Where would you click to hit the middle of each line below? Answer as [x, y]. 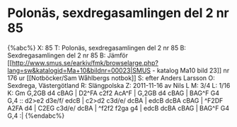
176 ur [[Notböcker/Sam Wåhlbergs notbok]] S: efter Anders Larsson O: [111, 78]
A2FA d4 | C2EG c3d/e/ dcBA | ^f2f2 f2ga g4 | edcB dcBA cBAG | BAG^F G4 [118, 108]
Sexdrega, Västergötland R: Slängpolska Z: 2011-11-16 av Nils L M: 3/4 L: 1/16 [119, 85]
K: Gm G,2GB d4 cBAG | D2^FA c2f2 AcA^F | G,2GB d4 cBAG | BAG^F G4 [114, 93]
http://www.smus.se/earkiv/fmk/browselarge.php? [85, 62]
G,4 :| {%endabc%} [36, 116]
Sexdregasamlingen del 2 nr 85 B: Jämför [68, 55]
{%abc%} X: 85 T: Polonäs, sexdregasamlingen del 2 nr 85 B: [97, 48]
